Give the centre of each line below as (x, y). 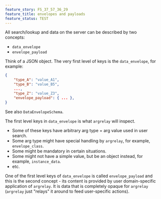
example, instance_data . (37, 161)
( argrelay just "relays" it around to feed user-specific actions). (67, 191)
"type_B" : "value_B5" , (37, 84)
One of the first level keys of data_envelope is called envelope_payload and (79, 176)
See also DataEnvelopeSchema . (34, 111)
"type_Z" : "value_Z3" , (37, 93)
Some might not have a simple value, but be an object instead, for (77, 156)
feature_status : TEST (27, 18)
